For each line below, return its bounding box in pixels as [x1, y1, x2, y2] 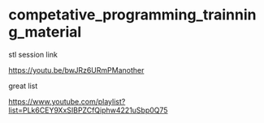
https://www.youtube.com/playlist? [8, 96, 126, 106]
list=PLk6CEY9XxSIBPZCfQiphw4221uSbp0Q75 [8, 105, 168, 115]
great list [8, 81, 38, 91]
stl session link [8, 49, 58, 59]
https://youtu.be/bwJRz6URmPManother [8, 65, 145, 74]
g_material [8, 23, 82, 41]
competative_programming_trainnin [8, 6, 257, 24]
